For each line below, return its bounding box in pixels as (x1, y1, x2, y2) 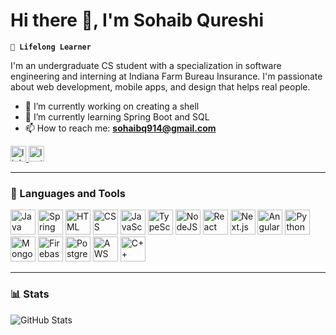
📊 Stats (10, 287, 50, 301)
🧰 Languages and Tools (10, 186, 126, 200)
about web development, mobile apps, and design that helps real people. (10, 80, 311, 93)
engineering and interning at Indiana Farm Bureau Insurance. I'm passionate (10, 70, 323, 82)
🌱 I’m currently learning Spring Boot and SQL (24, 110, 210, 123)
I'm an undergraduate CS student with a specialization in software (10, 59, 282, 71)
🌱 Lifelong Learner (10, 42, 92, 52)
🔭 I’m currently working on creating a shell (24, 100, 200, 112)
